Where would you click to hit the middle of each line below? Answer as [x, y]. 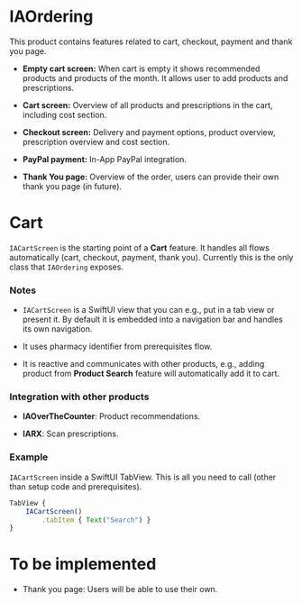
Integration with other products [79, 397]
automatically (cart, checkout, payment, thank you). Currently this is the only [151, 257]
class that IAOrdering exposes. [67, 267]
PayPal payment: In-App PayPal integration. [105, 159]
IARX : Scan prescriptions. [70, 434]
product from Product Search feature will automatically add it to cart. [151, 374]
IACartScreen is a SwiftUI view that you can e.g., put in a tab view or [148, 310]
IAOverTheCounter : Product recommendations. [111, 416]
